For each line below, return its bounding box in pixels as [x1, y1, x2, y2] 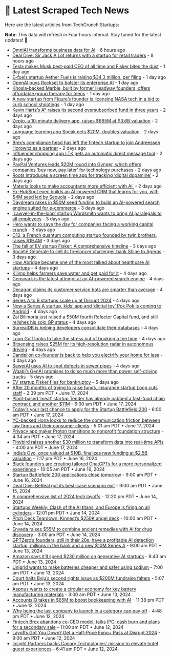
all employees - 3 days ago [12, 215, 70, 222]
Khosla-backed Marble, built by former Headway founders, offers [12, 85, 151, 91]
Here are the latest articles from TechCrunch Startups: [5, 22, 119, 28]
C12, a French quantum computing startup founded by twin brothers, [12, 232, 157, 238]
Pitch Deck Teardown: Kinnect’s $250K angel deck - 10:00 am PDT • [12, 515, 157, 521]
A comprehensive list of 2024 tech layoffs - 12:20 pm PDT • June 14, [12, 493, 157, 499]
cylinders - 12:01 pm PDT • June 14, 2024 [12, 509, 100, 516]
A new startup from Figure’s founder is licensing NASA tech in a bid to [12, 96, 160, 102]
